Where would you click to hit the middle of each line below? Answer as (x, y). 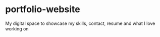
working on (17, 28)
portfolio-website (43, 9)
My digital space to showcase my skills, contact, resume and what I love (80, 23)
